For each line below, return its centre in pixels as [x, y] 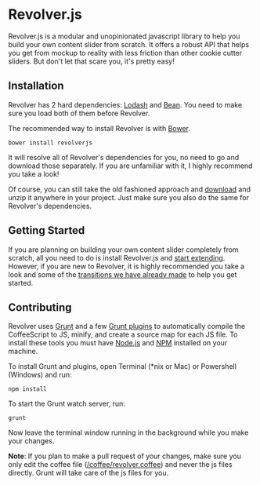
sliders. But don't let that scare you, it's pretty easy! [91, 61]
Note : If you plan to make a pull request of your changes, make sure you [125, 456]
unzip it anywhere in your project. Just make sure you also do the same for [128, 197]
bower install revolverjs [50, 143]
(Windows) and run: [40, 375]
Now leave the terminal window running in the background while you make [128, 432]
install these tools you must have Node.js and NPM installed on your [118, 343]
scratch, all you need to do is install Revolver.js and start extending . [117, 257]
